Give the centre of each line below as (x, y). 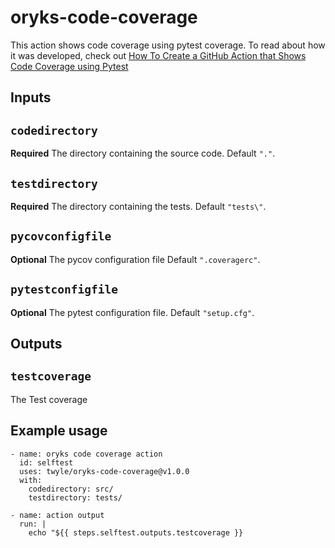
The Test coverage (49, 399)
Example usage (59, 431)
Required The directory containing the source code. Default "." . (143, 153)
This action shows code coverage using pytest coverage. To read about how (168, 45)
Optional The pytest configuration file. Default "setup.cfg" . (132, 312)
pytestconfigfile (64, 289)
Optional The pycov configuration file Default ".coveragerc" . (135, 259)
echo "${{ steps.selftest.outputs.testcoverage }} (136, 532)
